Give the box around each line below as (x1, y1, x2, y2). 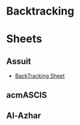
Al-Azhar (6, 110, 42, 121)
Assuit (6, 56, 31, 66)
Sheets (6, 32, 42, 46)
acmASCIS (6, 90, 48, 100)
